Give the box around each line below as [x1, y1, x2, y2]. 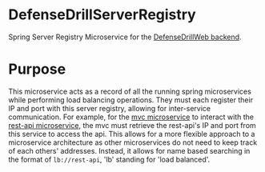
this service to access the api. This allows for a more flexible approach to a [8, 129, 255, 138]
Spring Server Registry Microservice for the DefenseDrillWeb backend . [8, 32, 242, 42]
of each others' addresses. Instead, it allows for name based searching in [8, 146, 251, 155]
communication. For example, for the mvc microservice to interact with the [8, 112, 255, 122]
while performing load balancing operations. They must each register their [8, 94, 254, 105]
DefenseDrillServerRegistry [8, 6, 196, 24]
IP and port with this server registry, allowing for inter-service [8, 103, 211, 113]
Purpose [8, 60, 66, 78]
